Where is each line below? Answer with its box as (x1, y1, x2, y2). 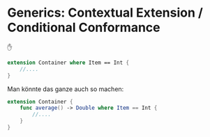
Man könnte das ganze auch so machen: (7, 85, 124, 93)
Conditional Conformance (7, 19, 160, 35)
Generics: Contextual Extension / (7, 5, 204, 21)
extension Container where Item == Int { (7, 59, 130, 66)
